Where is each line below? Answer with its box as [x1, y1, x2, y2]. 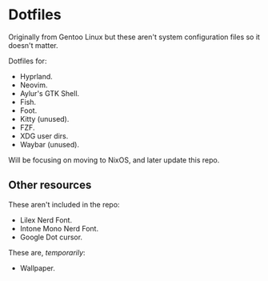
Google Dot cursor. [19, 232, 82, 242]
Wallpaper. [19, 263, 56, 273]
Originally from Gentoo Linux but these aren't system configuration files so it [8, 32, 260, 42]
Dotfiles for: [8, 56, 47, 66]
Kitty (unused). [19, 114, 70, 123]
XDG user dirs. [19, 130, 69, 141]
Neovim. [19, 80, 48, 90]
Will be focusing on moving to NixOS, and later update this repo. [8, 155, 220, 165]
